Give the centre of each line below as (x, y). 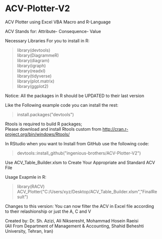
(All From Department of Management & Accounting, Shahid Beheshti (75, 226)
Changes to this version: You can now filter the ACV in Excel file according (80, 206)
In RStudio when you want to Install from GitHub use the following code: (77, 143)
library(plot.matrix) (36, 81)
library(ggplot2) (33, 86)
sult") (22, 197)
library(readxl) (31, 70)
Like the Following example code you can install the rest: (62, 105)
